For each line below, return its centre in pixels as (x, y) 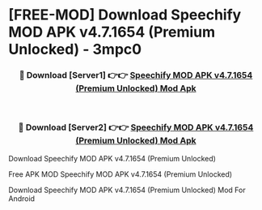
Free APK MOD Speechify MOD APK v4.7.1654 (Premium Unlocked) (120, 174)
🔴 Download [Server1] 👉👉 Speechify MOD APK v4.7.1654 (136, 75)
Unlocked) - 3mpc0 (75, 49)
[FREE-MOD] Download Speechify (125, 15)
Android (21, 198)
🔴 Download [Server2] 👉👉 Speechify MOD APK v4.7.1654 (136, 127)
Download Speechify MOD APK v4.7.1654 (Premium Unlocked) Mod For (127, 190)
